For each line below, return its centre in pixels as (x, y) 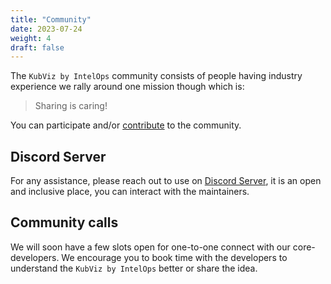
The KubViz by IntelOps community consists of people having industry (156, 76)
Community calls (64, 222)
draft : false (37, 47)
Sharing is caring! (71, 106)
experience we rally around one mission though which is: (127, 87)
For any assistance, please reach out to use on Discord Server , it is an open (166, 181)
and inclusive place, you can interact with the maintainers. (130, 192)
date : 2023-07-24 (46, 29)
